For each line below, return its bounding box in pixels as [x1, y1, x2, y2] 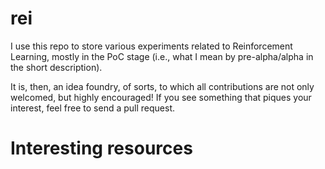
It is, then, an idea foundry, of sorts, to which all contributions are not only [10, 80, 315, 92]
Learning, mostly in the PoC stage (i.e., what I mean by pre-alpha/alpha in [10, 50, 314, 62]
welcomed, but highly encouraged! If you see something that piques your [10, 91, 312, 103]
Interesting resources [10, 137, 193, 160]
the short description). [10, 61, 103, 73]
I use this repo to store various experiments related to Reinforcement [10, 40, 293, 52]
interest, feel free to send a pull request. [10, 102, 176, 114]
